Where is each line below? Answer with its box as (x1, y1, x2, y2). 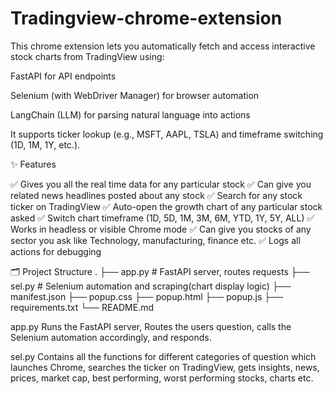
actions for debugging (10, 245, 102, 257)
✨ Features (10, 158, 57, 170)
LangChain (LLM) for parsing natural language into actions (10, 108, 251, 121)
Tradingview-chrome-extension (10, 7, 283, 30)
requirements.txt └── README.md (10, 301, 155, 313)
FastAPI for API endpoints (10, 70, 117, 82)
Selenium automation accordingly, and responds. (10, 331, 212, 343)
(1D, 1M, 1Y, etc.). (10, 138, 81, 151)
